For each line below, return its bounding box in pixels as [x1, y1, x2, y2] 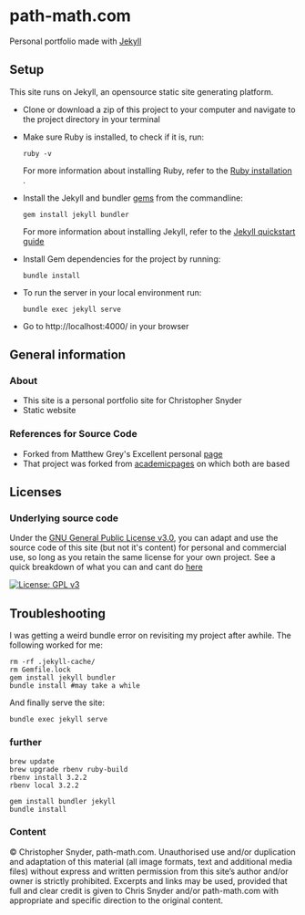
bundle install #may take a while [9, 681, 141, 691]
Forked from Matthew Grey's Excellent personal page [22, 448, 223, 459]
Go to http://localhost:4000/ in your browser [22, 320, 189, 331]
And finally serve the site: [9, 697, 105, 708]
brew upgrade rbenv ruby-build [9, 764, 128, 774]
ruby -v [22, 149, 52, 158]
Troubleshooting [9, 606, 107, 621]
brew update [9, 756, 55, 766]
